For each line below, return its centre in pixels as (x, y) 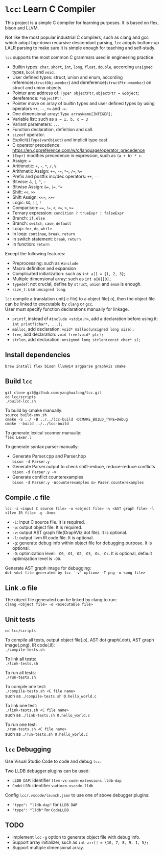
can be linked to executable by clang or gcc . (49, 304)
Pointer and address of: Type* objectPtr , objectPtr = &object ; (76, 93)
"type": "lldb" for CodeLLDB (40, 810)
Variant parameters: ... (36, 124)
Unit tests (20, 619)
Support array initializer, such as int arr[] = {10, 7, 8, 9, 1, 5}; (80, 842)
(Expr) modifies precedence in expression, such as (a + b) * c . (77, 155)
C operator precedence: (36, 145)
